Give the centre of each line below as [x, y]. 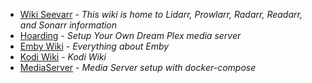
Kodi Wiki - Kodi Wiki [63, 57]
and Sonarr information [68, 25]
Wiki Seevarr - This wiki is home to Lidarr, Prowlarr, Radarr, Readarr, [161, 14]
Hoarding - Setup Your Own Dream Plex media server [130, 35]
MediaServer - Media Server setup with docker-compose [138, 67]
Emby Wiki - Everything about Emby [94, 46]
